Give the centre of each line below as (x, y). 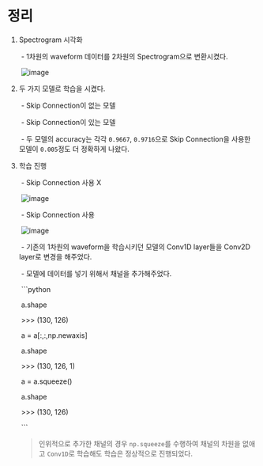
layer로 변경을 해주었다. (55, 256)
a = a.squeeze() (47, 381)
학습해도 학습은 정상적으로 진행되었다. (135, 453)
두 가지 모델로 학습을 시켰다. (62, 89)
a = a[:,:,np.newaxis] (54, 335)
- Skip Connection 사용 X (61, 182)
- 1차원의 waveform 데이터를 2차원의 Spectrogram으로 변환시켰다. (124, 56)
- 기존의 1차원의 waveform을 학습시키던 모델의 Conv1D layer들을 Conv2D (135, 247)
